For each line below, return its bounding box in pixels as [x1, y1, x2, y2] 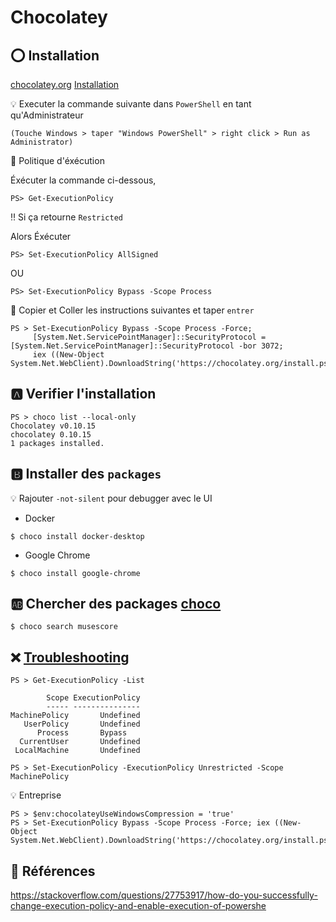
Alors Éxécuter [10, 231, 72, 242]
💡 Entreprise [10, 789, 62, 801]
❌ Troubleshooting [10, 649, 130, 666]
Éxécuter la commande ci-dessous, [10, 174, 157, 186]
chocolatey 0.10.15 [10, 429, 92, 440]
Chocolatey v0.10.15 [10, 421, 97, 431]
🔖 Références [10, 862, 96, 880]
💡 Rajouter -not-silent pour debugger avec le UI [10, 492, 213, 504]
